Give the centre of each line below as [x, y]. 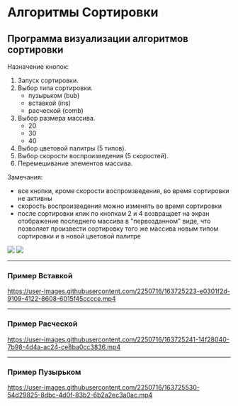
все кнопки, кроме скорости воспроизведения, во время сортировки [123, 191]
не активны [35, 198]
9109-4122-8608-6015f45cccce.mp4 [62, 299]
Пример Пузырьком [44, 372]
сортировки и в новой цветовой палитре [79, 236]
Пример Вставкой [40, 275]
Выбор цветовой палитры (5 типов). [72, 148]
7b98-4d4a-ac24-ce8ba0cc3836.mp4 [64, 347]
